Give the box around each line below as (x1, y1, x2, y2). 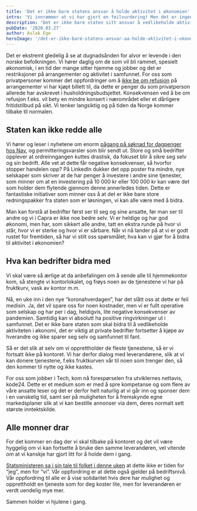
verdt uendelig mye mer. (6, 487, 65, 494)
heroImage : (6, 36, 33, 42)
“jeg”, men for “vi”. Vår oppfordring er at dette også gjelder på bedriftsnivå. (6, 468, 186, 475)
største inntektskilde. (6, 405, 57, 412)
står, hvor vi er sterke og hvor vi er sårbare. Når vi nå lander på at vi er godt (6, 226, 189, 233)
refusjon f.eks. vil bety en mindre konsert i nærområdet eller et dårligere (6, 96, 180, 103)
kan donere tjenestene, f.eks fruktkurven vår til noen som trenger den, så (6, 357, 183, 364)
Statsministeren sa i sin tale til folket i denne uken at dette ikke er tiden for (6, 462, 185, 469)
